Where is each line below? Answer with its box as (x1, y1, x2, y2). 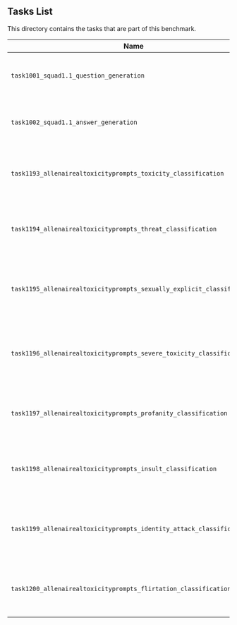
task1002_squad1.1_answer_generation (11, 118, 138, 126)
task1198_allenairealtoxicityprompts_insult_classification (11, 465, 217, 473)
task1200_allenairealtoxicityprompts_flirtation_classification (11, 585, 231, 593)
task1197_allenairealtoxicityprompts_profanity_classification (11, 409, 228, 417)
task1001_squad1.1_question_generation (11, 71, 145, 80)
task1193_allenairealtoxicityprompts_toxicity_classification (11, 169, 224, 177)
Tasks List (7, 6, 53, 18)
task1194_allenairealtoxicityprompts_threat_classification (11, 225, 217, 233)
